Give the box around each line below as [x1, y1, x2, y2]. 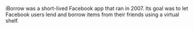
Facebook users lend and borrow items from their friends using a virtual [5, 11, 180, 18]
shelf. [5, 17, 19, 24]
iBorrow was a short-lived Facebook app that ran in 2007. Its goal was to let [5, 5, 189, 12]
